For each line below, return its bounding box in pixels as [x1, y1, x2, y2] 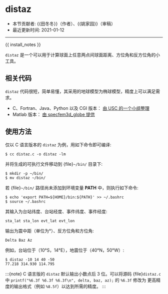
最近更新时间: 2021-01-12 [12, 26, 65, 33]
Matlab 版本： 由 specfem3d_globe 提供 [12, 111, 95, 117]
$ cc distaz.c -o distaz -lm [5, 151, 66, 157]
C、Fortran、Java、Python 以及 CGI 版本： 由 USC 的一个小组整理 [12, 105, 150, 111]
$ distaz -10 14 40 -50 [5, 257, 55, 262]
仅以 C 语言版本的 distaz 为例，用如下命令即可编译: [5, 141, 111, 148]
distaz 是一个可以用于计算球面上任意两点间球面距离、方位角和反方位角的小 [5, 51, 160, 58]
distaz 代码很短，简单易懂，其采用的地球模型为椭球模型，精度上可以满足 [5, 88, 156, 94]
